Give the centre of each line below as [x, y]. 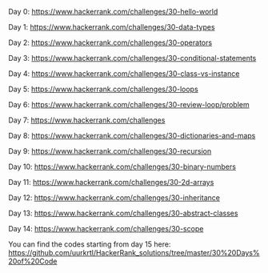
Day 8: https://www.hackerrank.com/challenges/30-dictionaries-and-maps [132, 136]
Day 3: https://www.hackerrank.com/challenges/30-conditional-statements [132, 58]
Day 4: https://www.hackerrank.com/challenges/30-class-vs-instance [124, 74]
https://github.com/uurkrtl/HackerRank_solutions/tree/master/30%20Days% [134, 253]
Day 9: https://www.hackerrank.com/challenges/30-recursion [110, 151]
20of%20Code [33, 261]
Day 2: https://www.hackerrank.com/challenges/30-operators [110, 42]
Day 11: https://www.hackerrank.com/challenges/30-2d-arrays [111, 182]
